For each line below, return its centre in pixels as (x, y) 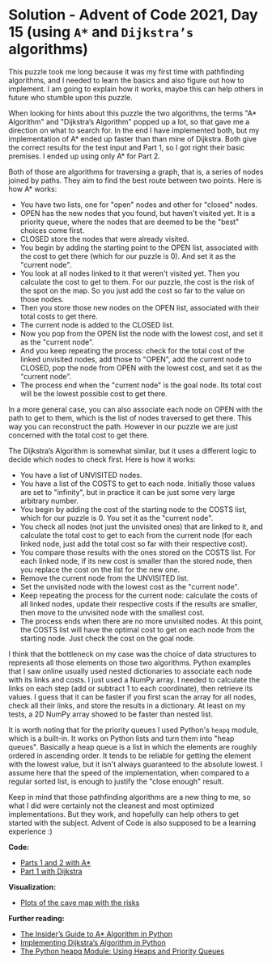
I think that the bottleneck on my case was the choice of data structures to (132, 653)
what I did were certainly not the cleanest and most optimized (111, 805)
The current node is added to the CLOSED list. (97, 324)
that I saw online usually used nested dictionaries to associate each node (130, 671)
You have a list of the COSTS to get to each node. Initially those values (138, 484)
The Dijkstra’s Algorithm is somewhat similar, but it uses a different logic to (132, 450)
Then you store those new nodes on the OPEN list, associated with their (140, 307)
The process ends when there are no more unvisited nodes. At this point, (142, 621)
